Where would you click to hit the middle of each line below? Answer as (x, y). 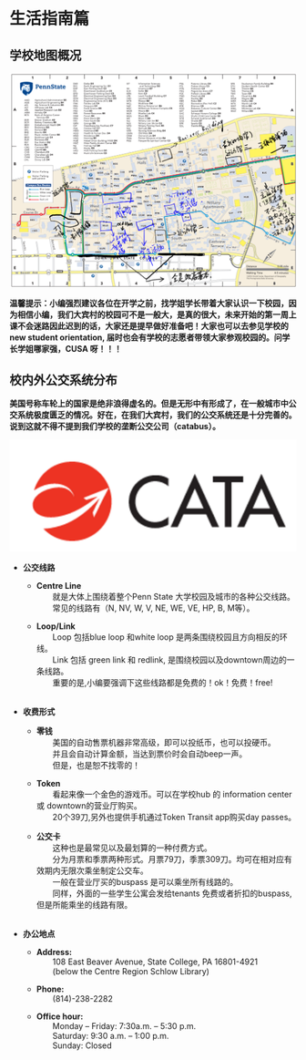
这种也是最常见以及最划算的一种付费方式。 (132, 848)
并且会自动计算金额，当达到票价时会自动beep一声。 (150, 754)
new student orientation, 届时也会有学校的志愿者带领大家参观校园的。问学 (150, 337)
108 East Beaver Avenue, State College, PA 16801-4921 (155, 962)
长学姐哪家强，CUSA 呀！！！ (66, 348)
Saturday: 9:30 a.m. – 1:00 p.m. (111, 1035)
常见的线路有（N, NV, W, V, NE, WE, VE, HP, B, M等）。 (153, 608)
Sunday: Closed (82, 1045)
